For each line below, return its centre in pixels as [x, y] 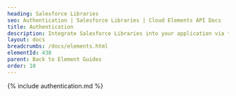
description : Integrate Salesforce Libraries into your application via [116, 33]
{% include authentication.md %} [55, 85]
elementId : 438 [29, 53]
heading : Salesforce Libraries [53, 14]
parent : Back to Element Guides [54, 60]
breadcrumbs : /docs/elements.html [58, 46]
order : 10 [22, 66]
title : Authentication [40, 27]
